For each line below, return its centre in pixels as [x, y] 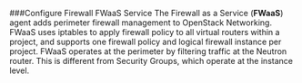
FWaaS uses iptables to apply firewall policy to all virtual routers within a [145, 32]
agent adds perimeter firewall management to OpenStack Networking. [141, 23]
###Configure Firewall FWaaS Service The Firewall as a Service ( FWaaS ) [146, 13]
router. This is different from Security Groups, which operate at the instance [151, 61]
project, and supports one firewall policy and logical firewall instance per [146, 41]
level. [20, 70]
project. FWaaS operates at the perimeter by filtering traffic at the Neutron [148, 51]
